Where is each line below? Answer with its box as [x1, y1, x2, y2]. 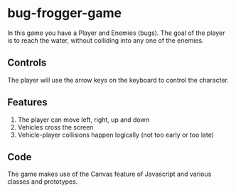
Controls [7, 57, 47, 69]
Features [7, 96, 48, 108]
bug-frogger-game [7, 5, 122, 21]
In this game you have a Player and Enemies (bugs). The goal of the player [7, 28, 225, 37]
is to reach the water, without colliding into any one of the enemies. [7, 36, 204, 44]
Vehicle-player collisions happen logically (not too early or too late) [17, 130, 215, 139]
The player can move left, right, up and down [17, 115, 149, 124]
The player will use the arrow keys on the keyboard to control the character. [7, 75, 229, 84]
